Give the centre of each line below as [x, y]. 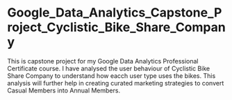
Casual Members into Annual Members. [64, 90]
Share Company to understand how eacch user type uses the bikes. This [111, 76]
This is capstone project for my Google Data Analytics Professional [103, 61]
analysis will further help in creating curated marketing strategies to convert [116, 83]
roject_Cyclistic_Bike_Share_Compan [116, 27]
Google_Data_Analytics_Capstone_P [115, 13]
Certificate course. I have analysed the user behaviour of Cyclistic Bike [109, 68]
